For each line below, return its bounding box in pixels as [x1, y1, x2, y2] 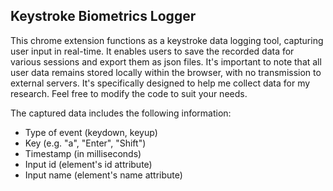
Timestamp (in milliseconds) [24, 147, 142, 159]
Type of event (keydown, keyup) [24, 126, 158, 138]
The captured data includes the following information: [10, 107, 232, 119]
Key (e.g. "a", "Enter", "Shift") [24, 137, 147, 149]
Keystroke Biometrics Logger [10, 8, 197, 25]
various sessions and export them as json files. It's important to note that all [10, 55, 322, 68]
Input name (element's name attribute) [24, 169, 183, 181]
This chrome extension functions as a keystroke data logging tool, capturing [10, 34, 324, 46]
